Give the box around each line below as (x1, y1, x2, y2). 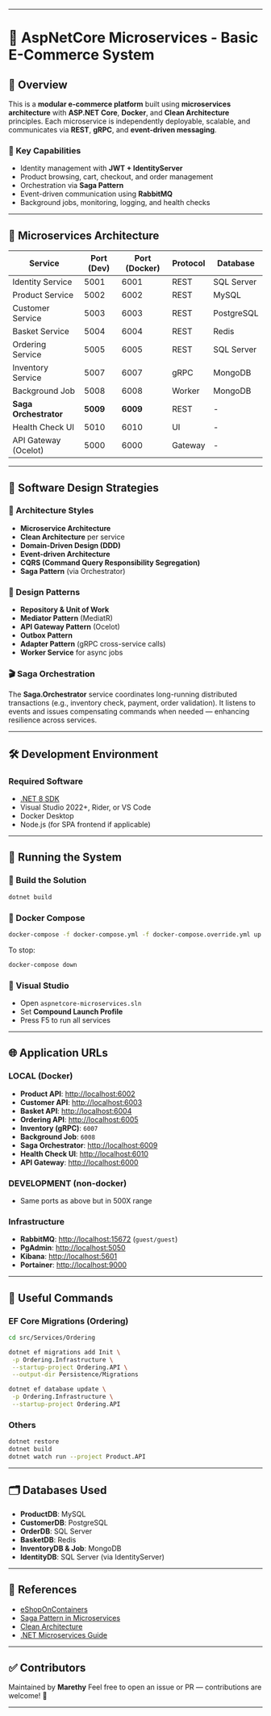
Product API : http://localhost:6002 (19, 1089, 135, 1099)
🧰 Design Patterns (8, 586, 81, 597)
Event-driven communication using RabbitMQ (19, 189, 173, 199)
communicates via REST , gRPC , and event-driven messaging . (8, 125, 217, 134)
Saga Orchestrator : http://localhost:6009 (19, 1140, 158, 1150)
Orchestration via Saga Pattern (19, 181, 124, 190)
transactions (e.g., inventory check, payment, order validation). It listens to (8, 698, 256, 708)
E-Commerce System (8, 46, 155, 65)
